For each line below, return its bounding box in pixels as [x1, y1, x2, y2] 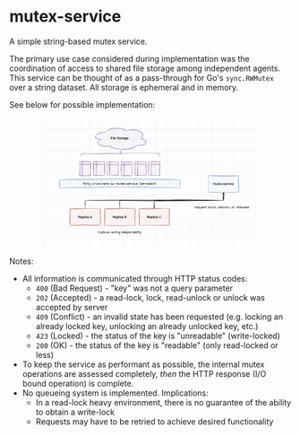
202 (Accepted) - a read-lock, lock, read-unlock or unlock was [35, 292, 266, 303]
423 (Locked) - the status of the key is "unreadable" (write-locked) [35, 330, 280, 342]
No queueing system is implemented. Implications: [21, 388, 209, 398]
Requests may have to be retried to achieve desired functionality [35, 416, 274, 427]
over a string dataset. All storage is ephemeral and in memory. [9, 82, 239, 92]
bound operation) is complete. [21, 379, 134, 389]
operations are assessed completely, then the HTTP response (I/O [21, 369, 267, 379]
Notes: [9, 256, 34, 266]
